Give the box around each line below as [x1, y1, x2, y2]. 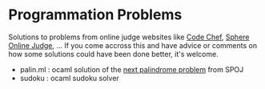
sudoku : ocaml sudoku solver [19, 73, 120, 83]
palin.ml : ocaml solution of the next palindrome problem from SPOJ [19, 64, 244, 74]
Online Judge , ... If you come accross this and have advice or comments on [8, 40, 258, 50]
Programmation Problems [8, 6, 183, 24]
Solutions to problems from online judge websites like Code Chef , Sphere [8, 32, 250, 42]
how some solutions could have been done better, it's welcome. [8, 49, 219, 59]
